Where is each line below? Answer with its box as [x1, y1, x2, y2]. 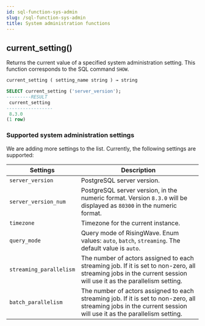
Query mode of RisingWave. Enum [81, 229, 179, 237]
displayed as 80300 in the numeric [81, 201, 177, 210]
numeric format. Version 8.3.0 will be [81, 193, 188, 202]
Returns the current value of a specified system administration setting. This [6, 59, 196, 66]
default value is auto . [81, 244, 141, 252]
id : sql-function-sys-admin [6, 9, 78, 15]
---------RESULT [6, 94, 48, 100]
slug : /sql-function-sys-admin [6, 15, 86, 21]
